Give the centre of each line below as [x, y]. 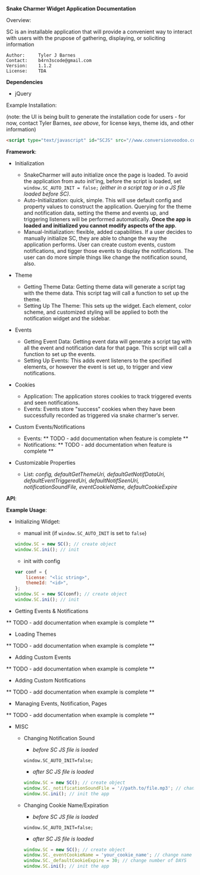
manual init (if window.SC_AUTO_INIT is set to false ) [85, 533]
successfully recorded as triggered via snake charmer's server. [101, 415]
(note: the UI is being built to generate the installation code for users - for [96, 117]
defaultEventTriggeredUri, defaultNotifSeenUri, [82, 480]
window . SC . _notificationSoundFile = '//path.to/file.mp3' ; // [102, 788]
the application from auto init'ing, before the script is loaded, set [102, 181]
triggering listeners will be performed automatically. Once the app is [107, 219]
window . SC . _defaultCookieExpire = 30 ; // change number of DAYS [105, 861]
